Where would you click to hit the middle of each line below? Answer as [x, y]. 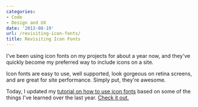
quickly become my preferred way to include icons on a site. [80, 62]
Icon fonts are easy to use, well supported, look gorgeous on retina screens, [99, 74]
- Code [14, 17]
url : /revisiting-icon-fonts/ [44, 34]
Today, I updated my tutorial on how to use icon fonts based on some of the [98, 91]
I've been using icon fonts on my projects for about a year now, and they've [98, 56]
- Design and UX [26, 22]
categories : [21, 12]
